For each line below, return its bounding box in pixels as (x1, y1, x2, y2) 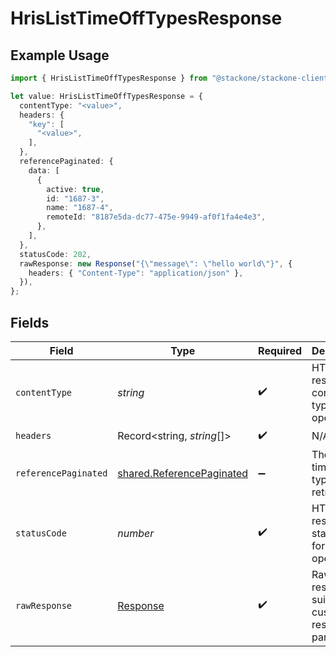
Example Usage (10, 47, 110, 64)
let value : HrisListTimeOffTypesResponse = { (10, 91, 203, 101)
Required (258, 343, 303, 357)
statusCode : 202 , (19, 249, 92, 259)
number (117, 526, 155, 540)
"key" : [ (28, 119, 65, 129)
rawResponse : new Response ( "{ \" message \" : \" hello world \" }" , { (19, 258, 293, 269)
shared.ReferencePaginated (117, 466, 249, 480)
